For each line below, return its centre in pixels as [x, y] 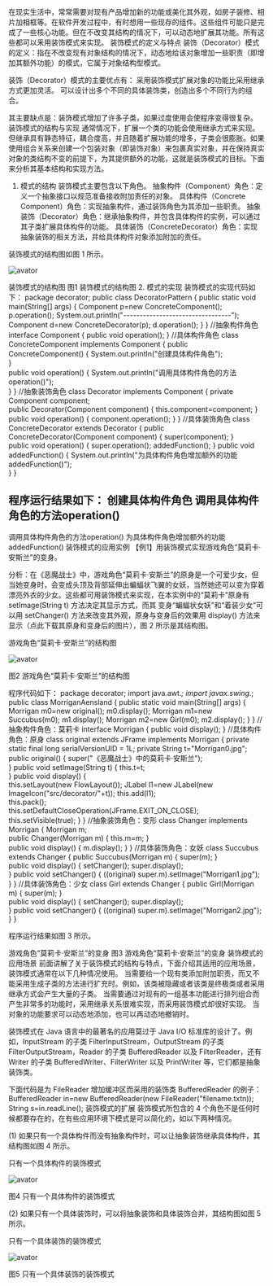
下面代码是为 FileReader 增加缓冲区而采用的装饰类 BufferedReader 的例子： [135, 1089]
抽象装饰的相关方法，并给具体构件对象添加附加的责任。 [113, 237]
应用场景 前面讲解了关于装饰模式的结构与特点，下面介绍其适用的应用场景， [134, 963]
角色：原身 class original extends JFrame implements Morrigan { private [129, 739]
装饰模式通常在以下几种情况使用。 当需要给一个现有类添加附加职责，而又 [130, 973]
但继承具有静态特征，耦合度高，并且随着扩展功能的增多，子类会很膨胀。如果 [136, 138]
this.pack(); [28, 802]
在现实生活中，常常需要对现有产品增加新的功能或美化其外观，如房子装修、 [133, 12]
